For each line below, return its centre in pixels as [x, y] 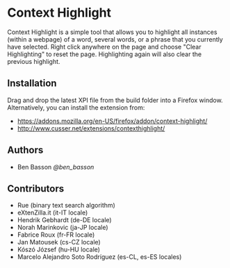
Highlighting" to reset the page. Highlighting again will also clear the [105, 54]
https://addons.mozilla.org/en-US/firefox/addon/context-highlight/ [112, 121]
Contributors [36, 189]
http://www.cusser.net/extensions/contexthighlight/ [91, 128]
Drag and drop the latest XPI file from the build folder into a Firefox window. [115, 100]
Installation [32, 84]
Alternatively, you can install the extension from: [76, 107]
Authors [25, 150]
